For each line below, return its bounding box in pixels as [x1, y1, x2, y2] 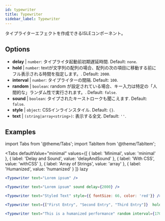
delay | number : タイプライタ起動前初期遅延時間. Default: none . [12, 59, 137, 64]
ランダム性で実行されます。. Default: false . [29, 90, 117, 95]
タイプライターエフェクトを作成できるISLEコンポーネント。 [5, 31, 126, 36]
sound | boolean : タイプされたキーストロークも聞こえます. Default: [12, 95, 147, 101]
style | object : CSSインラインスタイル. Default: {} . [12, 107, 115, 113]
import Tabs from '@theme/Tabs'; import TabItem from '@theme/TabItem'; [5, 141, 156, 147]
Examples [5, 127, 36, 136]
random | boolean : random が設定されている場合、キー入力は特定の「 [12, 83, 153, 89]
